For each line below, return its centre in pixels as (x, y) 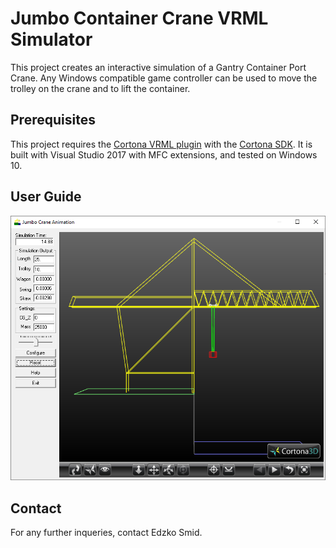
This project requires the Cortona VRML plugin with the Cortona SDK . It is (161, 144)
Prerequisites (53, 120)
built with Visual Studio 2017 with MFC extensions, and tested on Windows (164, 154)
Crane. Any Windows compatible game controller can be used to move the (164, 78)
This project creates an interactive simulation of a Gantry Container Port (158, 67)
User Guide (46, 197)
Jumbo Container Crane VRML (139, 18)
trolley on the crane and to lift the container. (100, 88)
